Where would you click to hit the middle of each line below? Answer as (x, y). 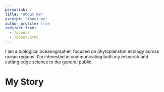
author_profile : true (27, 23)
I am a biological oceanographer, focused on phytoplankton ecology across (82, 51)
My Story (25, 82)
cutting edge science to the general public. (49, 62)
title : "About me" (24, 14)
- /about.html (24, 38)
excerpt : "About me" (27, 19)
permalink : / (19, 10)
